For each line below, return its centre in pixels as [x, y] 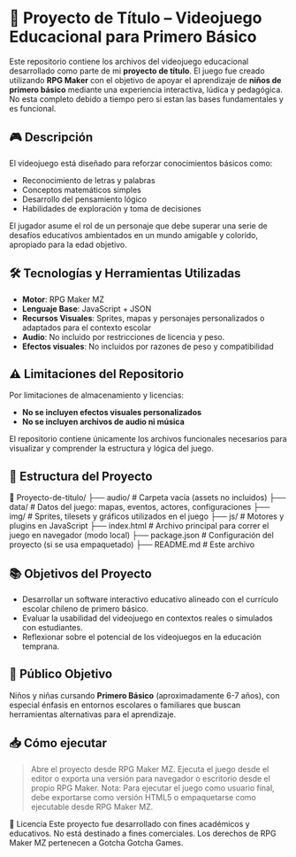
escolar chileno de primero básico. [85, 609]
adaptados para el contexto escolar [87, 328]
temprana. [41, 646]
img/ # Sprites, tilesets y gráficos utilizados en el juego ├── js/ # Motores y [147, 516]
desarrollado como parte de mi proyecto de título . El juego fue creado [137, 71]
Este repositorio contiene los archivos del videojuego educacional [129, 61]
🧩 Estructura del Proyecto [81, 476]
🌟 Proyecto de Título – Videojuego [136, 18]
